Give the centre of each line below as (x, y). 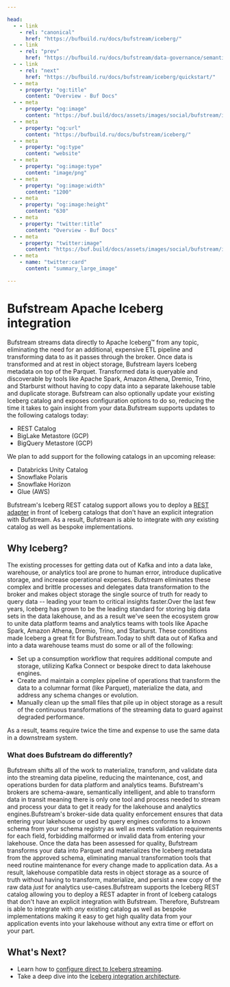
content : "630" (47, 211)
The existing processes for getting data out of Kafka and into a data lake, (110, 565)
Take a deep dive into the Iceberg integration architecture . (99, 976)
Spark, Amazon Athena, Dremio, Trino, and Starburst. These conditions (107, 631)
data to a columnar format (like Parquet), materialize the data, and (110, 688)
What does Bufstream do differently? (70, 755)
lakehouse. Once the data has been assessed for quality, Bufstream (102, 843)
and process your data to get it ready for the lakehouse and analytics (104, 806)
